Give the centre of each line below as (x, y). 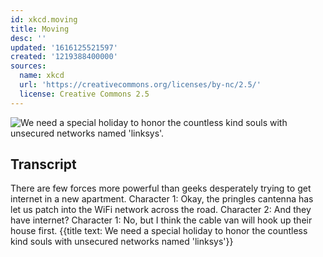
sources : (28, 66)
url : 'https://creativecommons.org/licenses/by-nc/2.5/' (140, 85)
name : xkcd (42, 76)
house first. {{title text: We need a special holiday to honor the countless (159, 231)
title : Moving (40, 29)
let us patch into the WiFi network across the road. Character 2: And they (161, 210)
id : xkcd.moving (44, 19)
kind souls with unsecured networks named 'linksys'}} (122, 242)
